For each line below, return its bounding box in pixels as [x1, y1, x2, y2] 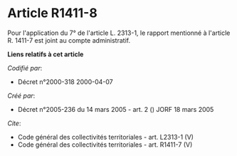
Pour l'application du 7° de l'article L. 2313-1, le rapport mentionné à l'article [7, 28, 231, 37]
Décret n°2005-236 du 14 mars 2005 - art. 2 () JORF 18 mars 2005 [17, 105, 214, 113]
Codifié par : [7, 63, 43, 72]
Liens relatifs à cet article [7, 50, 84, 58]
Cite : [7, 119, 21, 128]
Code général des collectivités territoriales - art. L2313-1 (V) [17, 132, 194, 141]
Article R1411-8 [7, 5, 98, 21]
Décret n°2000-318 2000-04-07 [17, 77, 113, 86]
